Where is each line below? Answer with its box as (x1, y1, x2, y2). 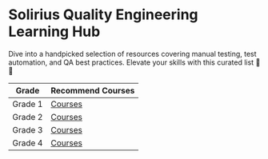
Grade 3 (12, 124, 43, 135)
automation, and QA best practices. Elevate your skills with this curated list (8, 58, 254, 67)
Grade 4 (12, 137, 43, 149)
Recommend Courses (50, 85, 135, 96)
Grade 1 (12, 98, 43, 109)
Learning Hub (8, 22, 101, 41)
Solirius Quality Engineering (8, 6, 198, 24)
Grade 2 (12, 111, 43, 122)
